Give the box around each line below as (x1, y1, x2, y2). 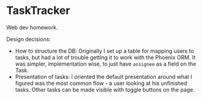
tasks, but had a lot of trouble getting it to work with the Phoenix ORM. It (15, 53, 196, 61)
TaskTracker (6, 4, 70, 18)
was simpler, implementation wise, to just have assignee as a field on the (15, 60, 197, 67)
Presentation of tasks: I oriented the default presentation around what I (15, 73, 192, 80)
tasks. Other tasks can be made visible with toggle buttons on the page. (15, 86, 195, 93)
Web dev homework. (6, 24, 58, 31)
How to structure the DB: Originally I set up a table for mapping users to (15, 47, 194, 55)
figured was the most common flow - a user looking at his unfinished (15, 80, 187, 87)
